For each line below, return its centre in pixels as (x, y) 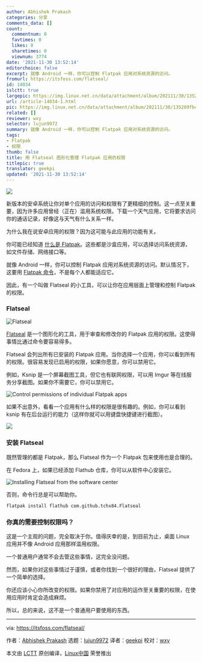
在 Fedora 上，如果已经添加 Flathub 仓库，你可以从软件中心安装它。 (90, 470)
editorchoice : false (32, 68)
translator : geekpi (31, 169)
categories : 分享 (27, 17)
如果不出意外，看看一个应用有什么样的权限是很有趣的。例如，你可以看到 (96, 407)
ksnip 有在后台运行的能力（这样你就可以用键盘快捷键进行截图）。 (86, 414)
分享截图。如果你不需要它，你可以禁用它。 (64, 382)
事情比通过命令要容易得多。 (41, 342)
